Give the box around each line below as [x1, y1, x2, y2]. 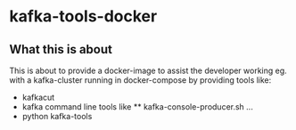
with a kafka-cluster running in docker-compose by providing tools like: [9, 75, 272, 85]
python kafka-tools [21, 111, 93, 121]
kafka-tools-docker [9, 6, 158, 27]
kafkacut [21, 92, 55, 102]
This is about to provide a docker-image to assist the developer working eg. [9, 65, 287, 76]
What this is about [9, 42, 113, 57]
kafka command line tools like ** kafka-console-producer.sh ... [21, 102, 254, 112]
